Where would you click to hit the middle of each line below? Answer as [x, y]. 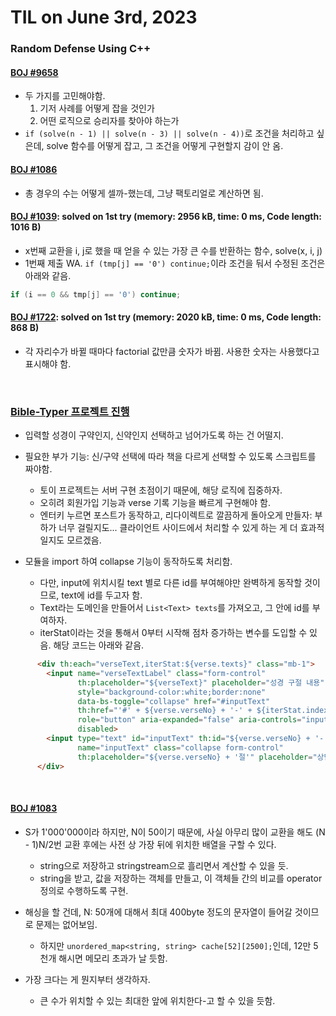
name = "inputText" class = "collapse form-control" [180, 747]
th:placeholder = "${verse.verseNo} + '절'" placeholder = [195, 757]
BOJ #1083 [34, 808]
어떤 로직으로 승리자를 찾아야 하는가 [109, 121]
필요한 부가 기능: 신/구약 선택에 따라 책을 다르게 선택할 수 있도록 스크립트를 [170, 457]
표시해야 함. [48, 363]
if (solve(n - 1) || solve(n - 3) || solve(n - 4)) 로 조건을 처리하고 [169, 133]
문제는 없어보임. [66, 924]
